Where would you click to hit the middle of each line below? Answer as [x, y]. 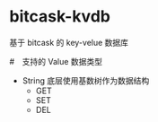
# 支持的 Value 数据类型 [56, 61]
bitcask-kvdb [60, 17]
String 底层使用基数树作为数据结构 [86, 80]
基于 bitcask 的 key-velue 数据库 [69, 42]
